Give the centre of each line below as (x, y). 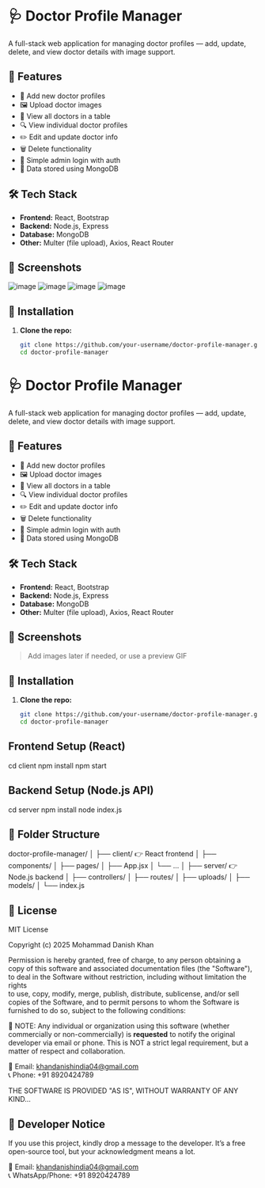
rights (18, 985)
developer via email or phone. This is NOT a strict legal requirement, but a (129, 1043)
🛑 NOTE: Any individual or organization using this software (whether (119, 1026)
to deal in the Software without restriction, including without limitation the (127, 977)
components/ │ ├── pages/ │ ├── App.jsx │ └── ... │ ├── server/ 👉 (123, 866)
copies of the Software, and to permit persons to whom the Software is (124, 1002)
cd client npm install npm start (57, 765)
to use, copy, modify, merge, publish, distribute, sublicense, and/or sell (124, 994)
